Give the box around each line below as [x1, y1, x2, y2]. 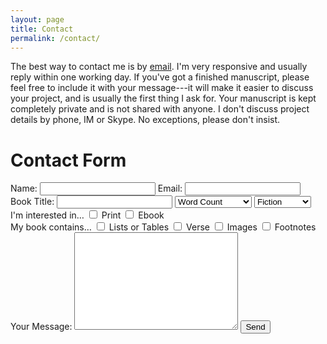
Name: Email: [10, 182, 183, 195]
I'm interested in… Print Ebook [10, 209, 165, 221]
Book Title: [10, 196, 55, 208]
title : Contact [10, 24, 74, 34]
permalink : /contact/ [10, 33, 101, 43]
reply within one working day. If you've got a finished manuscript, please [10, 71, 310, 83]
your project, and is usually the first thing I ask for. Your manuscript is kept [10, 92, 317, 105]
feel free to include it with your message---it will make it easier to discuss [10, 82, 314, 94]
